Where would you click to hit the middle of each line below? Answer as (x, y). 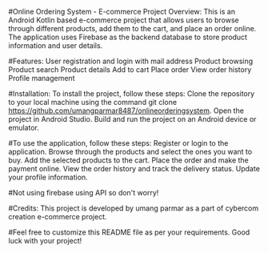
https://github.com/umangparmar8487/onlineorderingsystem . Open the (126, 110)
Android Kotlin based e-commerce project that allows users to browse (124, 20)
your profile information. (48, 177)
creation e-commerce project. (58, 217)
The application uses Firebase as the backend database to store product (128, 37)
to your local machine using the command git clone (93, 102)
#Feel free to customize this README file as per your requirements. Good (129, 232)
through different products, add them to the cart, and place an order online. (132, 28)
